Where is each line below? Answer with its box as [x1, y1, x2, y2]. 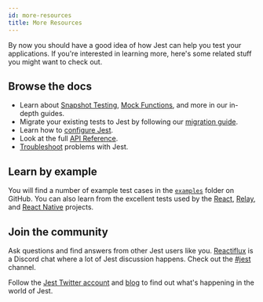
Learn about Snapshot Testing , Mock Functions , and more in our [19, 100, 228, 110]
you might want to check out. [8, 56, 103, 67]
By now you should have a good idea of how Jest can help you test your [8, 40, 242, 49]
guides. [40, 109, 65, 118]
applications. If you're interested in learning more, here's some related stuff [8, 49, 252, 58]
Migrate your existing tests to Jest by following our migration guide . [19, 117, 238, 126]
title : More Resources [8, 19, 82, 27]
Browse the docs [8, 79, 93, 93]
